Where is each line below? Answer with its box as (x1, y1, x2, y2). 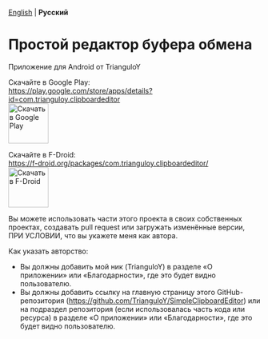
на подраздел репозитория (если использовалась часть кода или (19, 304, 246, 313)
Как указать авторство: (8, 246, 89, 256)
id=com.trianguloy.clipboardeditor (8, 94, 121, 104)
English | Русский (8, 8, 69, 17)
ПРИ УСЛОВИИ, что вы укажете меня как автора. (8, 230, 178, 240)
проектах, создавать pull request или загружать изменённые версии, (8, 222, 246, 232)
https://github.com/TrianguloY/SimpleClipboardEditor (68, 296, 244, 305)
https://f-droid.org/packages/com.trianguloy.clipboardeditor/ (8, 158, 209, 168)
